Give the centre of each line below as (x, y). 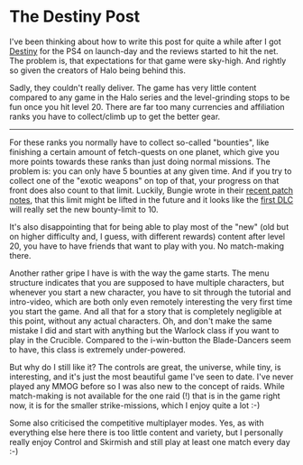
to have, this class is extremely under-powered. (98, 350)
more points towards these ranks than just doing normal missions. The (140, 161)
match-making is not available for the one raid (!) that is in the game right (145, 396)
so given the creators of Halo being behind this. (98, 70)
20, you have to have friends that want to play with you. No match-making (147, 246)
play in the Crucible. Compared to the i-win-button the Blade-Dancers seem (150, 340)
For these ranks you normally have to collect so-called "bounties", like (139, 142)
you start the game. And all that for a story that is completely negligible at (146, 311)
